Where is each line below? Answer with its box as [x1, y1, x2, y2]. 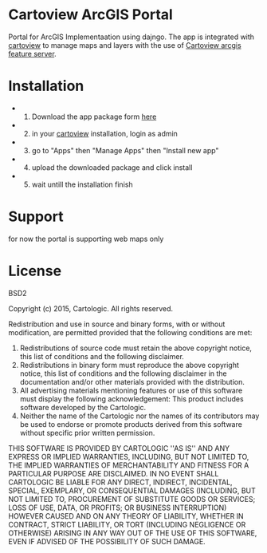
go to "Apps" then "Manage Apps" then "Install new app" [31, 145, 219, 155]
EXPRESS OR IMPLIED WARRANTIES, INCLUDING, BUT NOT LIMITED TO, [8, 452, 249, 461]
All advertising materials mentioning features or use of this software [19, 385, 243, 395]
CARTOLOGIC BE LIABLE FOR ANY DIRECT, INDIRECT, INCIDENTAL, [8, 477, 233, 487]
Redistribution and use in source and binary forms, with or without [8, 319, 226, 329]
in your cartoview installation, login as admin [31, 128, 178, 138]
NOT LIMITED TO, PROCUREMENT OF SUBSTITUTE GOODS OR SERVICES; [8, 494, 256, 504]
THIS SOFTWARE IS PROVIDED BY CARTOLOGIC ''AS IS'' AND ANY [8, 443, 230, 452]
